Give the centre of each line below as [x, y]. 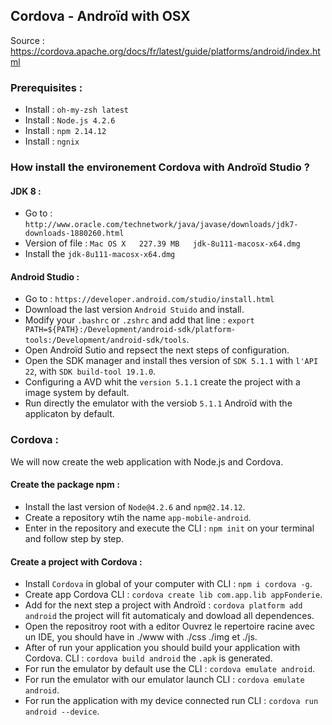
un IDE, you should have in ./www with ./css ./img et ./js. [141, 637]
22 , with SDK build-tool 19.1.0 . [90, 371]
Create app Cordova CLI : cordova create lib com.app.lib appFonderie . [173, 595]
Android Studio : [45, 276]
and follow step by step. [74, 538]
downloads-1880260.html [74, 234]
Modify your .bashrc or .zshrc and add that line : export [139, 320]
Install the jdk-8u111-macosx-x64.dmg [100, 254]
